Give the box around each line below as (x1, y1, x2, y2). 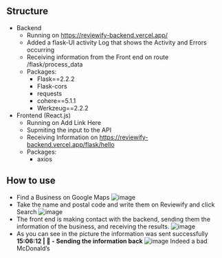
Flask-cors (36, 82, 67, 90)
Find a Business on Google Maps (16, 193, 110, 201)
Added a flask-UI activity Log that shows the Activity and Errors (26, 38, 207, 47)
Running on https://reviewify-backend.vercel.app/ (26, 31, 168, 39)
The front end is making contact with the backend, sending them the (16, 215, 211, 223)
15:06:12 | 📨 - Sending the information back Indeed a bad (16, 237, 208, 245)
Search (16, 207, 37, 215)
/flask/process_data (26, 60, 83, 68)
